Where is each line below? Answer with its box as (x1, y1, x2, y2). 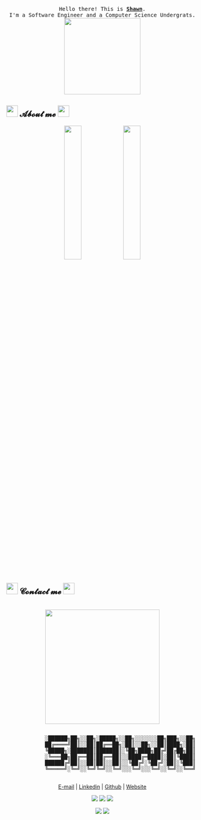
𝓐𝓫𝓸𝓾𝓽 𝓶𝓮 (19, 109, 56, 120)
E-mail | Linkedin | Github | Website (58, 783, 147, 790)
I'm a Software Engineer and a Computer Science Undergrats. (9, 12, 196, 18)
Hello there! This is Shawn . (58, 5, 146, 12)
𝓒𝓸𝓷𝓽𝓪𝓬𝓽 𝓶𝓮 (19, 586, 62, 597)
